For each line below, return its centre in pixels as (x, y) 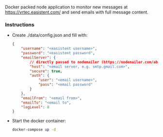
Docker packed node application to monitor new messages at (66, 7)
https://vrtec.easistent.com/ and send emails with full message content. (77, 12)
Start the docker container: (39, 121)
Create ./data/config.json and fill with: (50, 35)
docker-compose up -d (34, 130)
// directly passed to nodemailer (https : (73, 62)
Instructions (20, 25)
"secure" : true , (46, 71)
